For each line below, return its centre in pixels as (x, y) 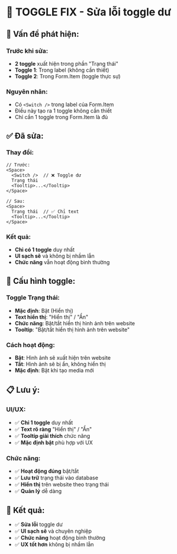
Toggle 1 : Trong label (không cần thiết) (62, 70)
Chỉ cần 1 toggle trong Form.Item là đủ (61, 117)
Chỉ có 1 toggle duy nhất (45, 250)
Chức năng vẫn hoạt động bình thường (62, 262)
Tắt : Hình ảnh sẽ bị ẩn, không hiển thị (60, 364)
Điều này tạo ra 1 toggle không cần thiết (63, 111)
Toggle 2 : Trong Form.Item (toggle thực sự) (67, 76)
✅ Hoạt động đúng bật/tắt (46, 471)
